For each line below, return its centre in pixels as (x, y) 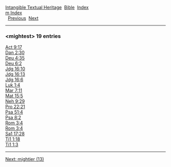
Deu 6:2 (13, 64)
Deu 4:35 (15, 58)
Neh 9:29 (15, 101)
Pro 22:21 (15, 107)
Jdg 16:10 (15, 69)
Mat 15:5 (14, 96)
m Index (14, 13)
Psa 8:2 (13, 118)
